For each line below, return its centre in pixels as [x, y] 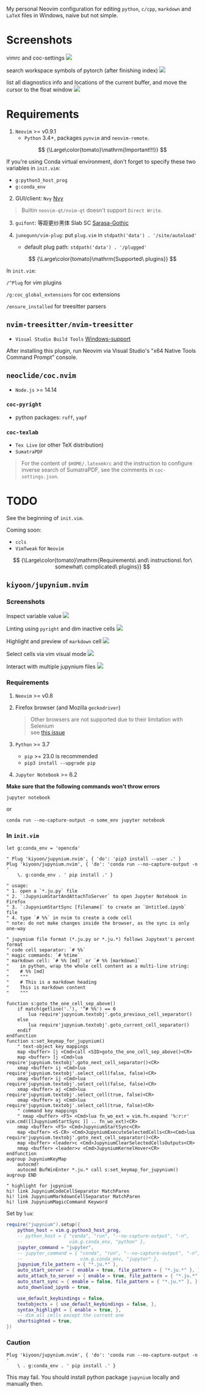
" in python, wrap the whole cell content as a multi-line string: [98, 966]
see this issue [48, 733]
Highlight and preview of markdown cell [54, 641]
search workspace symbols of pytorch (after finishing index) [82, 70]
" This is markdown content [46, 988]
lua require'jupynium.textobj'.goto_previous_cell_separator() [110, 1014]
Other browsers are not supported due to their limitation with [106, 720]
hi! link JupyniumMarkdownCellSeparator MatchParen [73, 1197]
